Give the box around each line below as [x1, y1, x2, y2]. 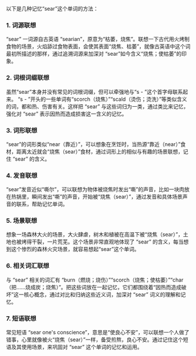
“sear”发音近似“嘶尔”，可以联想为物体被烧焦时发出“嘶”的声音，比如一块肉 [6, 186, 185, 193]
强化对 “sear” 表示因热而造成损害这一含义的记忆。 [6, 110, 127, 117]
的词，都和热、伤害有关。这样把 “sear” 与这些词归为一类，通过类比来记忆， [6, 103, 189, 110]
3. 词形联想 [6, 126, 38, 134]
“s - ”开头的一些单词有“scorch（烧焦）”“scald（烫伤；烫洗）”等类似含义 [17, 96, 188, 103]
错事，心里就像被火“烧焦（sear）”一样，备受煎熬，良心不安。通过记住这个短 [6, 336, 189, 343]
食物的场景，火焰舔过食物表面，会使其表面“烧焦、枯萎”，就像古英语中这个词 [6, 43, 191, 50]
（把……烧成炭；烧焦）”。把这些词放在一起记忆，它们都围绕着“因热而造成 [6, 283, 182, 290]
